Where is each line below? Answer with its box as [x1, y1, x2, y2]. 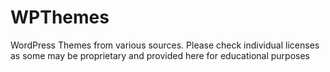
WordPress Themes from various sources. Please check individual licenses [10, 39, 320, 51]
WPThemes [10, 6, 110, 29]
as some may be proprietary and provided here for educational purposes [10, 49, 310, 61]
